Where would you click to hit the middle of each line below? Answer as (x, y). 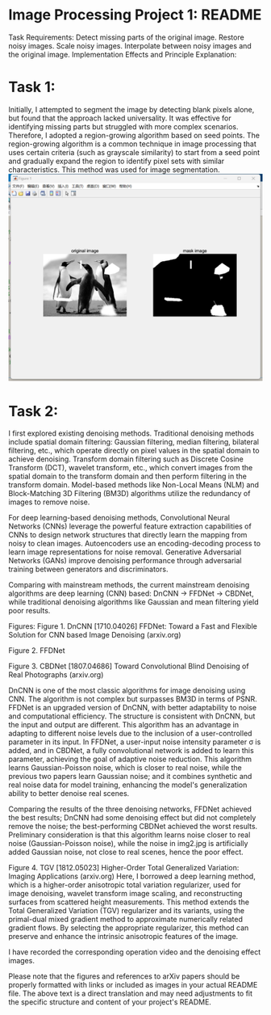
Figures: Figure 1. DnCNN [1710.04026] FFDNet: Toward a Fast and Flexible (133, 626)
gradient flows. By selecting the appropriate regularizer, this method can (129, 928)
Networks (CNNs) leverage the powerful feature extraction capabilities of (130, 526)
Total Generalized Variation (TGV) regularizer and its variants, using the (127, 911)
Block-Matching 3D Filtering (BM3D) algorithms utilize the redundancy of (129, 494)
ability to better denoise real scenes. (69, 794)
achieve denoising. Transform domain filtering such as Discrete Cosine (126, 459)
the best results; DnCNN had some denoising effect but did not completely (132, 818)
